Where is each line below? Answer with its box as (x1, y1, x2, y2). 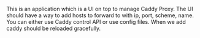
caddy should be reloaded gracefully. (6, 25, 101, 32)
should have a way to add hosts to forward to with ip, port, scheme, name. (6, 12, 194, 19)
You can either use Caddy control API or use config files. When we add (6, 18, 186, 25)
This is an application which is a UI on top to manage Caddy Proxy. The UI (6, 6, 193, 12)
